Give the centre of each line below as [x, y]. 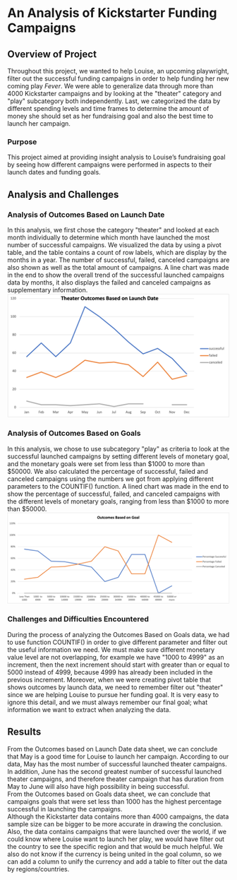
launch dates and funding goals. [54, 172]
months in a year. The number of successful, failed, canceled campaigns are [119, 260]
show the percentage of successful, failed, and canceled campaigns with [114, 494]
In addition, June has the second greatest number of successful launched [115, 771]
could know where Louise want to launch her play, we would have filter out [116, 839]
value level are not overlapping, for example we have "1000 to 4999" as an [116, 657]
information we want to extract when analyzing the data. [89, 709]
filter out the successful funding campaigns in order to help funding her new [118, 78]
